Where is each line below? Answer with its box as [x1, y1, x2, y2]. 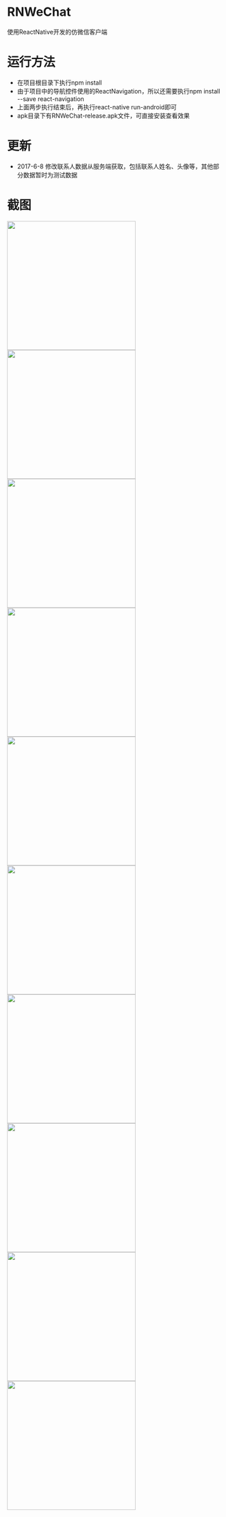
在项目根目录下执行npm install [16, 78, 103, 87]
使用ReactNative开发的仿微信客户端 [7, 27, 108, 36]
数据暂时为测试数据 [23, 170, 77, 179]
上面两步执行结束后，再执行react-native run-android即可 [16, 102, 177, 111]
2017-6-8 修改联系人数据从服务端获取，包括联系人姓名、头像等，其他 [16, 162, 214, 170]
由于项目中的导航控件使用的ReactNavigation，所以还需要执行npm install [16, 87, 221, 95]
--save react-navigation [16, 94, 84, 103]
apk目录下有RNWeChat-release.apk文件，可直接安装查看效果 [16, 111, 190, 120]
